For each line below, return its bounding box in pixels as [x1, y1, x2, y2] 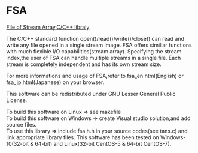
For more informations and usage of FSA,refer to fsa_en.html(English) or [6, 72, 184, 79]
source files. [6, 121, 37, 128]
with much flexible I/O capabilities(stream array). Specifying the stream [6, 47, 182, 55]
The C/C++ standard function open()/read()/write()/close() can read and [6, 35, 184, 42]
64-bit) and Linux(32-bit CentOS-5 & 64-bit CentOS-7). [35, 140, 172, 147]
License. [6, 97, 28, 104]
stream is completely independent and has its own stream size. [6, 61, 162, 68]
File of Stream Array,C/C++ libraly [6, 23, 90, 31]
